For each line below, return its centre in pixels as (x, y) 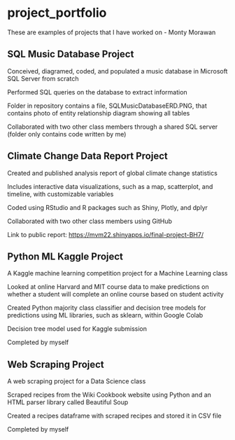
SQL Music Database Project (71, 54)
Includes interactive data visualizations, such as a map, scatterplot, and (110, 186)
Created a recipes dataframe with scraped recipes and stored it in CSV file (114, 416)
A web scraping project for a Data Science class (77, 381)
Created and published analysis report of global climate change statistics (113, 173)
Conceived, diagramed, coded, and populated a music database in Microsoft (117, 71)
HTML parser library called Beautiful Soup (68, 402)
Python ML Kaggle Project (65, 256)
